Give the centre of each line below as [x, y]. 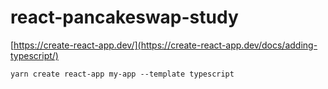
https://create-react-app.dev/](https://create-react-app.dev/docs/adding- [165, 45]
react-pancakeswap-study [124, 17]
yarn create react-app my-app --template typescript [122, 74]
